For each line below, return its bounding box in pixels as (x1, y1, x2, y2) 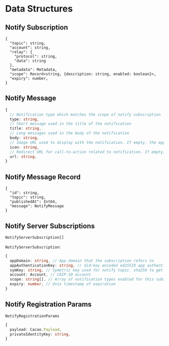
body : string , (10, 135, 39, 141)
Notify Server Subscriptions (5, 222, 95, 230)
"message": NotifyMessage (10, 204, 64, 209)
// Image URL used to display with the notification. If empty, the (10, 140, 156, 145)
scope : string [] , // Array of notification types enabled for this (10, 277, 154, 282)
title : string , (10, 126, 42, 131)
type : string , (10, 117, 39, 122)
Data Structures (5, 3, 73, 15)
